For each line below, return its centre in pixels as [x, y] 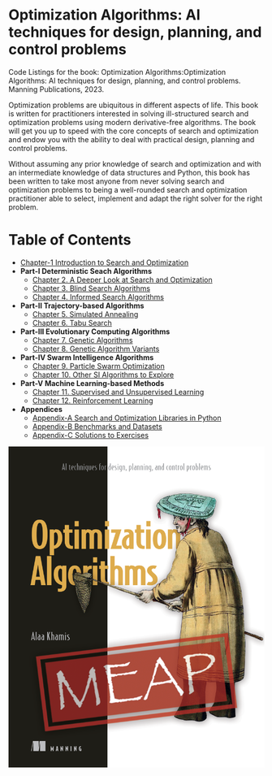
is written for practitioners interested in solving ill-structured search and [129, 113]
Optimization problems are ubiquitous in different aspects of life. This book [133, 105]
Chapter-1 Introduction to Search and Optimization [104, 262]
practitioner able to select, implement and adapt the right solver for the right [135, 198]
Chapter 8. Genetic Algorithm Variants [96, 349]
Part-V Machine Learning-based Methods [92, 383]
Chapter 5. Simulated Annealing [85, 314]
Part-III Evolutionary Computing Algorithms [95, 332]
